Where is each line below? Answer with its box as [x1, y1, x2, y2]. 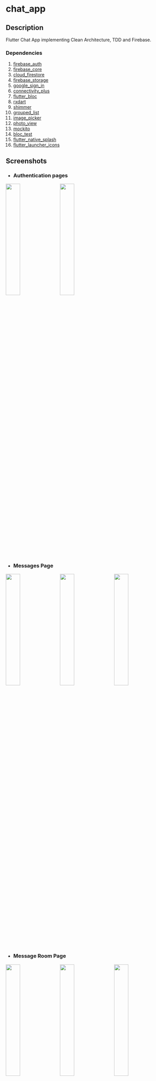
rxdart [13, 99, 26, 105]
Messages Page [13, 562, 54, 569]
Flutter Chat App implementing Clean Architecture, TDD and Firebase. [6, 37, 151, 43]
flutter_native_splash [13, 137, 57, 143]
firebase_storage [13, 77, 49, 83]
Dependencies [6, 49, 43, 56]
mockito [13, 125, 30, 132]
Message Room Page [13, 952, 66, 960]
